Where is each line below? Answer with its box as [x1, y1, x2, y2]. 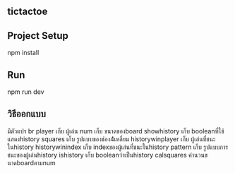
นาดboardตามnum [7, 158, 56, 167]
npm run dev [7, 88, 44, 96]
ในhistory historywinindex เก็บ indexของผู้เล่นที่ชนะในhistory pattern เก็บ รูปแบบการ [7, 143, 229, 151]
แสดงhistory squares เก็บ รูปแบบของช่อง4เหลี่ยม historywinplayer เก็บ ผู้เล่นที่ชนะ [7, 134, 216, 143]
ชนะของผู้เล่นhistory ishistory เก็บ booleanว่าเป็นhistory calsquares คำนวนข [7, 150, 208, 159]
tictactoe [7, 6, 48, 18]
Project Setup [7, 30, 69, 42]
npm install [7, 49, 40, 57]
